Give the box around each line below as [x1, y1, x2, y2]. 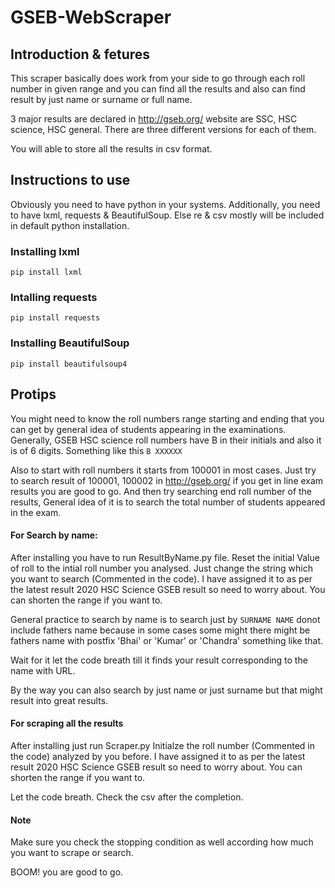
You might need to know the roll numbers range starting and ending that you [10, 412, 325, 425]
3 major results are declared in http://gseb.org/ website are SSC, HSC [10, 113, 298, 125]
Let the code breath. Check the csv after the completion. [10, 791, 244, 803]
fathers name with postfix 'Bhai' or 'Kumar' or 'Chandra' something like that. [10, 634, 324, 646]
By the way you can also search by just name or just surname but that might [10, 684, 323, 696]
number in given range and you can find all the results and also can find [10, 83, 306, 95]
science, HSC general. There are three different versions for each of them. [10, 124, 317, 135]
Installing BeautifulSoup [10, 336, 130, 350]
